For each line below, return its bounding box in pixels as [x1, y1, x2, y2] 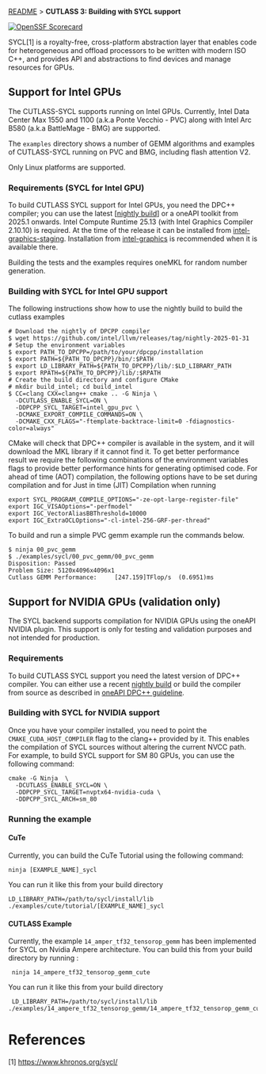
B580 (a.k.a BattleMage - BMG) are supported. [8, 123, 161, 133]
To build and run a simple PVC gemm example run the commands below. [8, 531, 245, 540]
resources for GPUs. [8, 63, 75, 72]
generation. [8, 266, 46, 276]
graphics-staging [8, 234, 65, 244]
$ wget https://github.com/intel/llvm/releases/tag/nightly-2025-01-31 [8, 334, 249, 343]
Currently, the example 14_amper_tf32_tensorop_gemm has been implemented [8, 936, 256, 946]
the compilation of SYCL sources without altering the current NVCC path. [8, 742, 247, 752]
